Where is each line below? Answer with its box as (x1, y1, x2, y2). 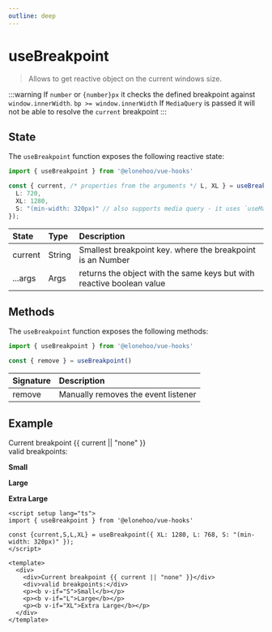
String (48, 249, 71, 260)
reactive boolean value (79, 277, 166, 289)
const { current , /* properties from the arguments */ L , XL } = (8, 182, 233, 191)
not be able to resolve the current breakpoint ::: (8, 106, 168, 116)
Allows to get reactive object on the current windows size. (28, 74, 223, 84)
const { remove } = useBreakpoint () (8, 357, 132, 365)
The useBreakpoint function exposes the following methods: (8, 326, 209, 337)
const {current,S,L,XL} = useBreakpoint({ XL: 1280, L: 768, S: (8, 531, 230, 539)
